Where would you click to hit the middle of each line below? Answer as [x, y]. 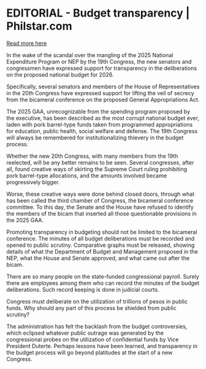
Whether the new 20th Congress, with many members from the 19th [92, 156]
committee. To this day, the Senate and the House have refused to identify [100, 207]
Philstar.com [39, 26]
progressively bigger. [33, 182]
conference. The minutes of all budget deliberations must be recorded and [101, 238]
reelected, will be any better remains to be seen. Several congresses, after [100, 162]
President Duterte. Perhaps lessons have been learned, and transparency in [102, 346]
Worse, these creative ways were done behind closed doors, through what [101, 194]
